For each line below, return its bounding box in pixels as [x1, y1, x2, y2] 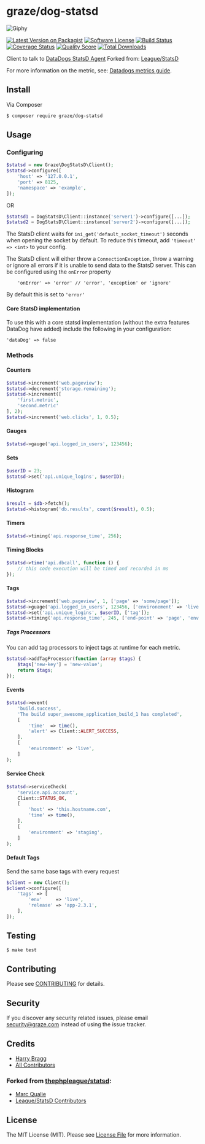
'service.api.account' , [17, 789, 79, 796]
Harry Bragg [15, 1054, 47, 1062]
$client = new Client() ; [6, 879, 70, 886]
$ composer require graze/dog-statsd [6, 112, 103, 119]
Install [6, 85, 31, 95]
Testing [6, 931, 36, 941]
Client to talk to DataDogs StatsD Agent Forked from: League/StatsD [6, 55, 179, 62]
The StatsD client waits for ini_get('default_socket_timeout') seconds [6, 230, 188, 237]
